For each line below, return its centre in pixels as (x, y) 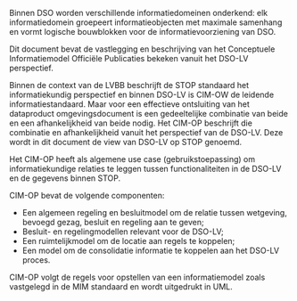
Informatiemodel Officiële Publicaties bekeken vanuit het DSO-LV (129, 58)
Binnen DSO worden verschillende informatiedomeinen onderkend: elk (139, 13)
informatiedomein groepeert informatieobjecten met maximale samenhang (146, 22)
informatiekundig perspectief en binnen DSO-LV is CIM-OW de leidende (142, 94)
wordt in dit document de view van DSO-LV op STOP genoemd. (126, 142)
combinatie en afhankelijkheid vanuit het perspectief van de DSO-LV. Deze (146, 132)
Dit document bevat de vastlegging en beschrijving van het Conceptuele (142, 49)
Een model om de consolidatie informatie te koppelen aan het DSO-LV (150, 250)
